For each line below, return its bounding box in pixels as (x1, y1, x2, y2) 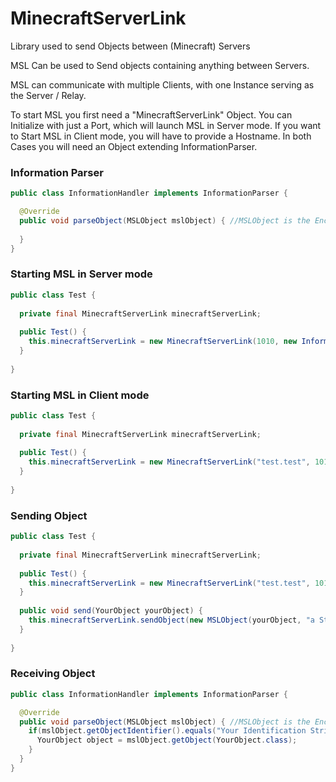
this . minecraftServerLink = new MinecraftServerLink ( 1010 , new (28, 337, 298, 347)
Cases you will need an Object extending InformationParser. (10, 140, 258, 152)
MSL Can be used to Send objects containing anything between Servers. (10, 59, 310, 71)
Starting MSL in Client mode (10, 388, 150, 402)
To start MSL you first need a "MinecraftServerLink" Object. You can (10, 108, 293, 121)
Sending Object (10, 508, 88, 522)
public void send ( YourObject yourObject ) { (19, 606, 203, 616)
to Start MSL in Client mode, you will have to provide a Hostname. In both (10, 130, 312, 142)
